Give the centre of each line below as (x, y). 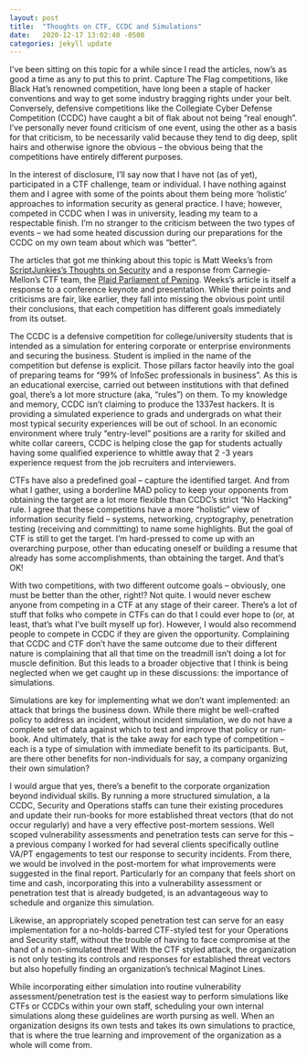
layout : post (34, 18)
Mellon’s (25, 280)
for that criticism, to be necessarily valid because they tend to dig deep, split (153, 137)
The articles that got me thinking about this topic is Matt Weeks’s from (141, 261)
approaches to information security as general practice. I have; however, (146, 204)
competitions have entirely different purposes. (96, 157)
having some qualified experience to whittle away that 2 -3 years (132, 453)
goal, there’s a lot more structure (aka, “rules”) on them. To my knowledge (148, 395)
